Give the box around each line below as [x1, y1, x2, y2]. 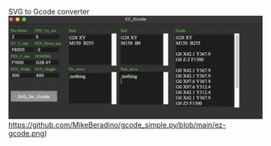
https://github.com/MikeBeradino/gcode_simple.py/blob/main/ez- [8, 120, 227, 129]
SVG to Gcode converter [8, 7, 90, 16]
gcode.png [8, 128, 45, 138]
